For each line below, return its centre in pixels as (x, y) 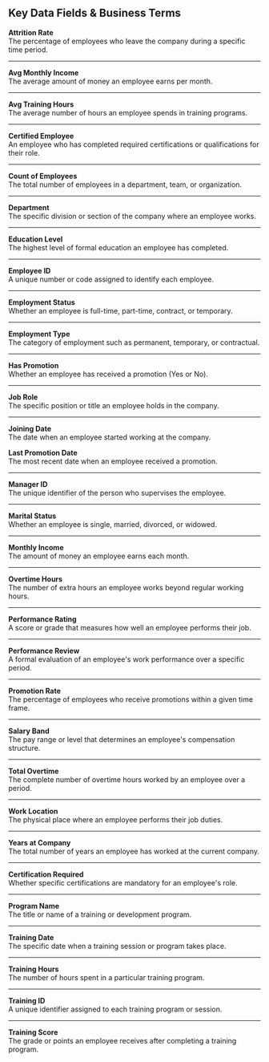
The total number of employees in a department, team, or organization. (125, 184)
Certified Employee (41, 136)
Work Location (33, 811)
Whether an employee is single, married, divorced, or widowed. (113, 524)
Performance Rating (43, 619)
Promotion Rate (35, 691)
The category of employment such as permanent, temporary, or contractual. (134, 342)
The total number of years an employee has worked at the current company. (134, 851)
